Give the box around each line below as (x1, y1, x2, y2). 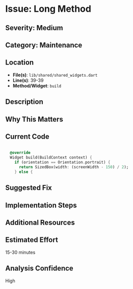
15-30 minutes (5, 249, 36, 255)
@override (10, 150, 31, 155)
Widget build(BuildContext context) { (10, 155, 93, 160)
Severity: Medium (5, 24, 63, 32)
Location (5, 58, 34, 67)
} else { (14, 169, 33, 174)
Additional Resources (5, 218, 75, 227)
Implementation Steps (5, 201, 77, 210)
